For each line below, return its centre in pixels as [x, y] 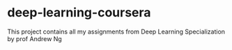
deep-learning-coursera [79, 13]
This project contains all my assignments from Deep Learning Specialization [116, 32]
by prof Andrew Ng [35, 38]
